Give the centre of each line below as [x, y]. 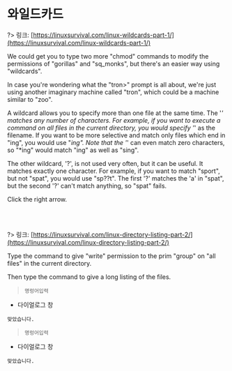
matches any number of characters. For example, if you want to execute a [114, 120]
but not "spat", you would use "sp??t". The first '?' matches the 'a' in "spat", [116, 178]
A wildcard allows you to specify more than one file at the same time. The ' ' [115, 113]
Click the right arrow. [37, 199]
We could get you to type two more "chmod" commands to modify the [108, 56]
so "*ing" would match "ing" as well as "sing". [73, 150]
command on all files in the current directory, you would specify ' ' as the [111, 128]
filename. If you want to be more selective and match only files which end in [116, 135]
